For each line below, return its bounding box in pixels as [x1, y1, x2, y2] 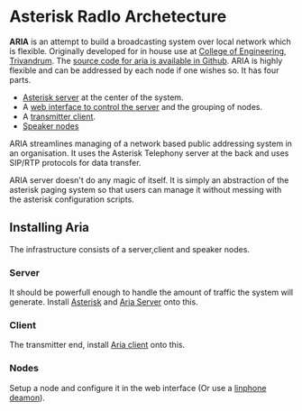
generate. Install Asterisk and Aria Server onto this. [9, 297, 198, 307]
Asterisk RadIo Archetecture [9, 6, 227, 27]
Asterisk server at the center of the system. [22, 92, 184, 103]
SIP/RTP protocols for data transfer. [9, 157, 142, 168]
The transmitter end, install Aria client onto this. [9, 340, 186, 351]
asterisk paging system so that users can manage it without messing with [9, 184, 282, 195]
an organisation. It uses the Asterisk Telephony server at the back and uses [9, 147, 289, 159]
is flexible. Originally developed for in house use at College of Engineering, [9, 45, 287, 56]
